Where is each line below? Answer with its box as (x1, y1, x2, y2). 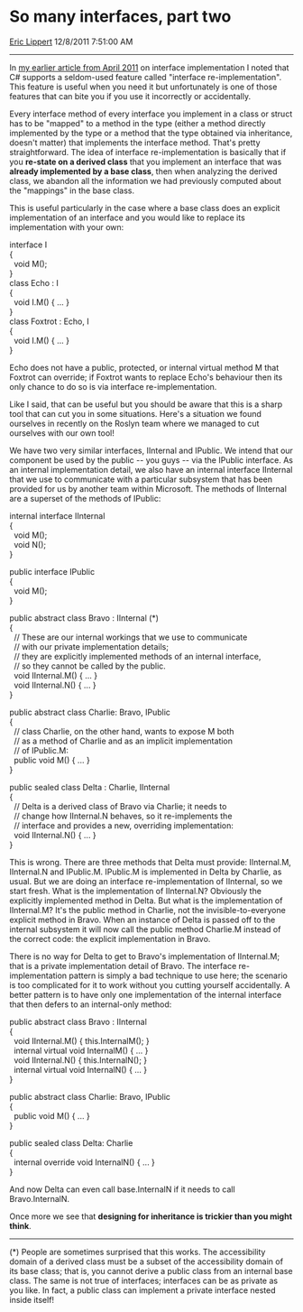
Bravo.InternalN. (9, 1193, 70, 1204)
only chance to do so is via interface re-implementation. (9, 381, 217, 392)
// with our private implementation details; (13, 641, 170, 651)
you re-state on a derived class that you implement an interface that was (9, 156, 282, 167)
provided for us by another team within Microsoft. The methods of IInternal (9, 483, 287, 494)
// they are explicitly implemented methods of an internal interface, (13, 651, 262, 661)
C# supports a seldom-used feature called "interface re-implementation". (9, 71, 282, 82)
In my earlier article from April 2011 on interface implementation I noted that (9, 61, 289, 73)
